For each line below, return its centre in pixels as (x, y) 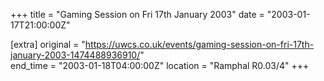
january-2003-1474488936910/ (75, 55)
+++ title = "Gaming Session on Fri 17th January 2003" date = (137, 14)
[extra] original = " (48, 44)
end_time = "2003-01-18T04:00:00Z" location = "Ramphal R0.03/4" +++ (160, 65)
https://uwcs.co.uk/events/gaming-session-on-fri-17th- (199, 44)
